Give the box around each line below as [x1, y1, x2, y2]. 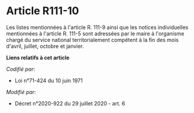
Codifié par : [6, 65, 35, 72]
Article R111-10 [6, 4, 79, 18]
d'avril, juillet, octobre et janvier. [6, 43, 84, 50]
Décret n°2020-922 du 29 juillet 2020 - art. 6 [14, 99, 125, 107]
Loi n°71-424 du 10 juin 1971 [14, 77, 83, 84]
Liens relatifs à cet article [6, 54, 70, 61]
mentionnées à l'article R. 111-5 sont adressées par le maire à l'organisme [6, 30, 185, 37]
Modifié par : [6, 88, 37, 95]
